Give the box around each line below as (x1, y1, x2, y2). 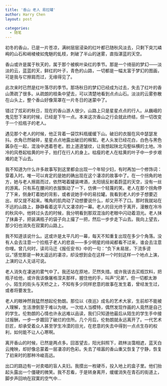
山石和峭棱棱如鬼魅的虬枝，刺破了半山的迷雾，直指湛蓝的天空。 (13, 51, 145, 57)
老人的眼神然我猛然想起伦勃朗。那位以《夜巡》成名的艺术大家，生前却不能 (5, 298, 158, 304)
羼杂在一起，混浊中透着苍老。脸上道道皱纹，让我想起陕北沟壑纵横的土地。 (5, 143, 158, 149)
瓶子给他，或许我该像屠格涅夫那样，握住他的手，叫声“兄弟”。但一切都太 (5, 275, 153, 281)
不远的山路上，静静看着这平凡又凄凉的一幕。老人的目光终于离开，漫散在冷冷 (5, 204, 162, 210)
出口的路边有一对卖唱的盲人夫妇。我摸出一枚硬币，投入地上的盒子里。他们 (5, 363, 158, 369)
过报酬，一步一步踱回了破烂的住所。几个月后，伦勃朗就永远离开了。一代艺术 (5, 317, 162, 323)
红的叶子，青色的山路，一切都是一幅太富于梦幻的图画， (48, 68, 162, 74)
